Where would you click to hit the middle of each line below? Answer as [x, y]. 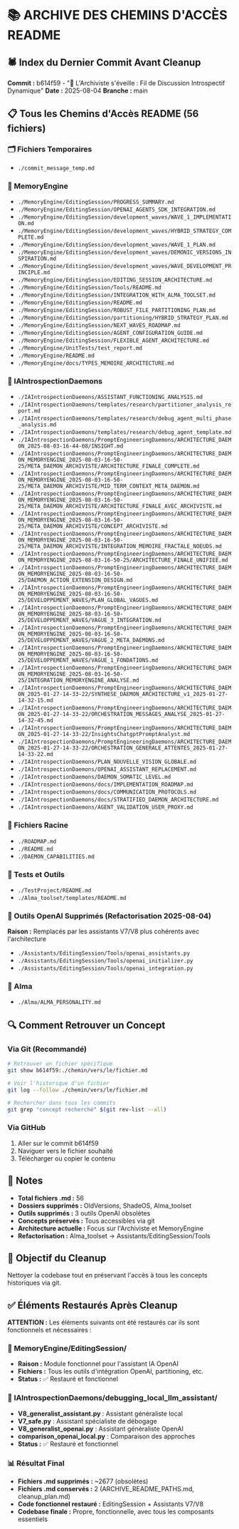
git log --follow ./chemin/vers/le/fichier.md [78, 1090]
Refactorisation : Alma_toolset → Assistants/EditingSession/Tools [114, 1235]
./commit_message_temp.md [56, 168]
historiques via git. [34, 1283]
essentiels [33, 1519]
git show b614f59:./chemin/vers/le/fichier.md [78, 1071]
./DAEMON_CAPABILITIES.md [56, 856]
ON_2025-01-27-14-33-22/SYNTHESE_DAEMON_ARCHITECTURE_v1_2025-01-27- [123, 694]
